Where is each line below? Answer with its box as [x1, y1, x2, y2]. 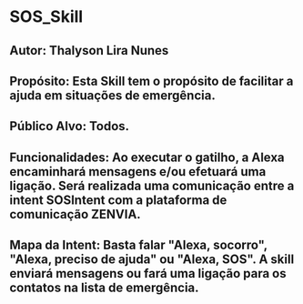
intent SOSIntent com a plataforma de [9, 192, 227, 208]
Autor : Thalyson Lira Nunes [9, 43, 169, 58]
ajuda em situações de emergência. [9, 87, 216, 103]
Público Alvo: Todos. [9, 118, 130, 134]
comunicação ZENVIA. [9, 207, 141, 222]
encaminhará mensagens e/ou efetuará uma [9, 164, 267, 179]
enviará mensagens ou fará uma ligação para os [9, 266, 287, 281]
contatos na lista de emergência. [9, 280, 199, 296]
